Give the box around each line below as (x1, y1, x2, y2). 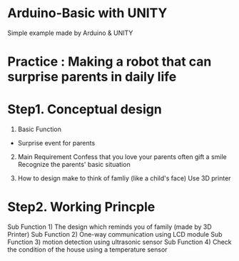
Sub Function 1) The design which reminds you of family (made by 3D (7, 222, 212, 231)
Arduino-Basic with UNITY (7, 5, 168, 21)
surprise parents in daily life (7, 69, 177, 85)
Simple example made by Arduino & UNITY (7, 29, 133, 37)
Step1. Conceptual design (7, 101, 162, 118)
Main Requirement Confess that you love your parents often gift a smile (17, 153, 227, 161)
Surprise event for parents (17, 139, 96, 148)
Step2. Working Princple (7, 199, 156, 215)
